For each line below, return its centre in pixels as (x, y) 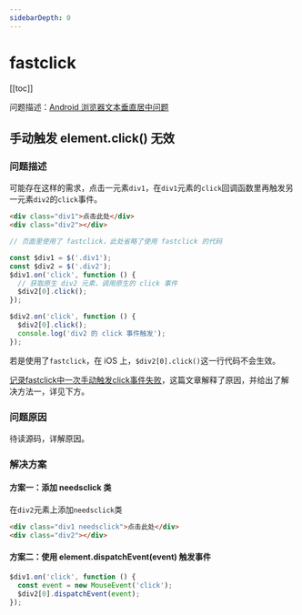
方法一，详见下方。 (53, 391)
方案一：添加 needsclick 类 (60, 488)
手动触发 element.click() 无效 (92, 138)
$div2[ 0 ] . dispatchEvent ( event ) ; (79, 594)
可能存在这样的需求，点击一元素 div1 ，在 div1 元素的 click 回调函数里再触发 (148, 188)
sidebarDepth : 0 (40, 18)
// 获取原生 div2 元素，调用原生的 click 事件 (98, 283)
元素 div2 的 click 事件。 (60, 199)
